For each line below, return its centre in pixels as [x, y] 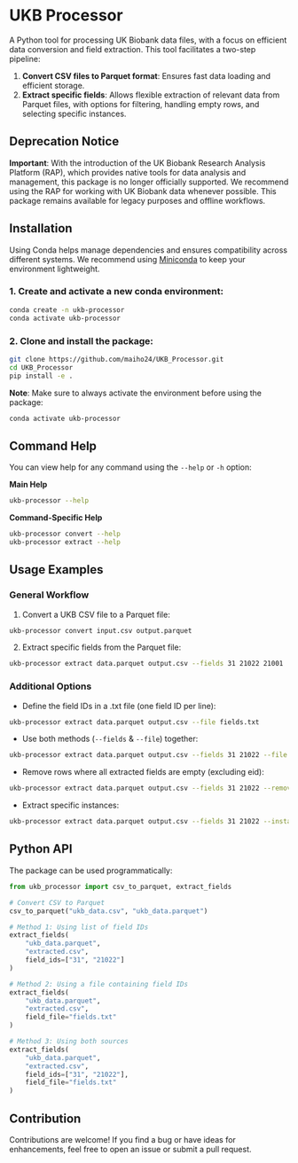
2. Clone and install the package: [81, 340]
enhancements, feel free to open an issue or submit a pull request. [130, 1149]
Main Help [28, 485]
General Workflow [49, 595]
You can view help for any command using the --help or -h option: [131, 467]
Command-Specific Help [56, 518]
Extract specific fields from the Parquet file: [102, 647]
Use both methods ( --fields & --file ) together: [110, 739]
